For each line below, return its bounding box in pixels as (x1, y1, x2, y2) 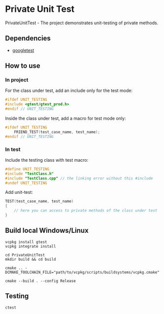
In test (5, 146, 21, 153)
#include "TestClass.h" (5, 171, 54, 176)
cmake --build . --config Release (5, 278, 76, 283)
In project (5, 77, 29, 84)
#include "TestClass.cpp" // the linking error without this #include (5, 176, 153, 181)
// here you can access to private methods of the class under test (14, 208, 158, 213)
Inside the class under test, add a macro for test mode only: (5, 115, 126, 122)
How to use (5, 62, 40, 70)
